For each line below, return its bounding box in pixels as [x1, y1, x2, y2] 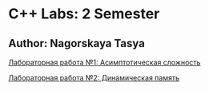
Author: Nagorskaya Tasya [8, 37, 146, 50]
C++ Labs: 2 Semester [8, 5, 160, 23]
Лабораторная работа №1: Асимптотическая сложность [8, 57, 201, 67]
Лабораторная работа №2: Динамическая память [8, 73, 180, 82]
